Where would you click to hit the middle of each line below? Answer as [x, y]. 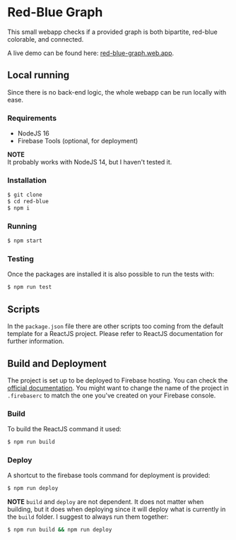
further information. [36, 341]
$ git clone [25, 195]
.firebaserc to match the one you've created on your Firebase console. [112, 395]
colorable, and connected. [46, 39]
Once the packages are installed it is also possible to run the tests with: [111, 274]
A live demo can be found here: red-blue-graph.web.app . [91, 53]
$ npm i [19, 208]
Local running [38, 75]
